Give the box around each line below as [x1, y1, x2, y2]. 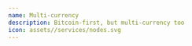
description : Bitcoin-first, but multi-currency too [8, 19, 185, 27]
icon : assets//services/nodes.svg [8, 26, 122, 34]
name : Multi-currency [8, 11, 79, 19]
